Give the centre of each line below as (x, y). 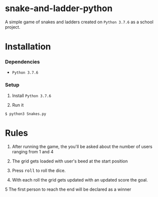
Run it (18, 105)
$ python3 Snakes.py (26, 114)
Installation (28, 47)
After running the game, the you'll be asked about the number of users (82, 147)
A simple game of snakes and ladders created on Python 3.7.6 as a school (79, 22)
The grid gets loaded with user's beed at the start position (70, 161)
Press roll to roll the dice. (39, 170)
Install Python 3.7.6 (32, 96)
